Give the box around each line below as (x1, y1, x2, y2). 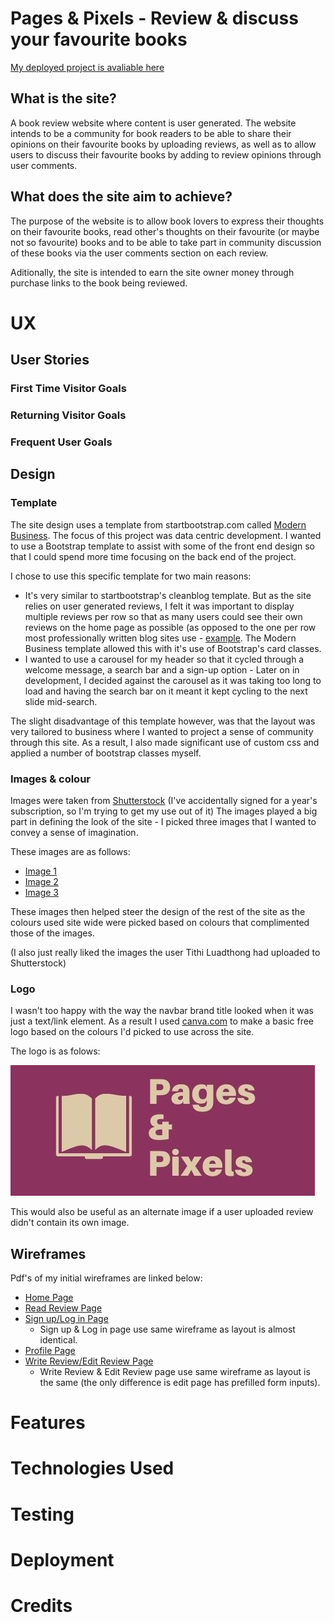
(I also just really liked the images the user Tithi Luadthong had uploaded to (10, 946, 321, 958)
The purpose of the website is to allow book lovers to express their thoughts (10, 215, 325, 227)
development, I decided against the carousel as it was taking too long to (24, 674, 322, 686)
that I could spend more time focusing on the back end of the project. (10, 550, 297, 562)
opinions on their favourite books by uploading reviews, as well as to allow (10, 138, 317, 150)
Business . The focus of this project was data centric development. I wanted (10, 529, 322, 541)
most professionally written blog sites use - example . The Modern (24, 632, 297, 644)
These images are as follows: (10, 845, 131, 857)
